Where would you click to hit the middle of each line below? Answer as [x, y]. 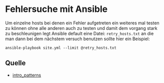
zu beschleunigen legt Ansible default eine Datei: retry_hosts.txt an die [80, 33]
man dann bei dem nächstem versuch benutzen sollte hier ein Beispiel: [78, 39]
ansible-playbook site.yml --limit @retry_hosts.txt [61, 48]
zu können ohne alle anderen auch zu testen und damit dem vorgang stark [81, 28]
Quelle [15, 63]
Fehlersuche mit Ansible [56, 9]
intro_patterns [27, 75]
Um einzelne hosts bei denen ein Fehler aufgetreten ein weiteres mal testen [82, 23]
